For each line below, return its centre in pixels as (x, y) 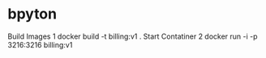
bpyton (32, 14)
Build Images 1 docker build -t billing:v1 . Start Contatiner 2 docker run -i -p (133, 36)
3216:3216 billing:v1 (40, 44)
